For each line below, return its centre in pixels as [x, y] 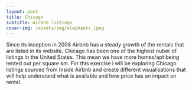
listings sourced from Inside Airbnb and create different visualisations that [96, 70]
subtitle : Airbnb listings [39, 22]
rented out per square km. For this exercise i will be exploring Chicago [91, 64]
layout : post [22, 11]
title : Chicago [25, 17]
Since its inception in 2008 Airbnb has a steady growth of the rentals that [95, 45]
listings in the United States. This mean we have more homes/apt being [93, 57]
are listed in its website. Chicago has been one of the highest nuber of [92, 51]
